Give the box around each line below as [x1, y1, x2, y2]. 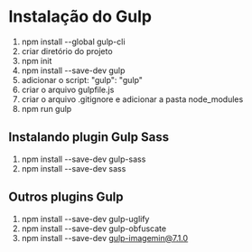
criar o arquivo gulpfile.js [21, 84, 115, 95]
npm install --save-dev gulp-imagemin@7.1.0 [21, 232, 189, 243]
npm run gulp [21, 103, 72, 114]
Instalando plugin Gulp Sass [8, 129, 169, 145]
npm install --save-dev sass [21, 163, 126, 173]
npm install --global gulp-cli [21, 36, 126, 47]
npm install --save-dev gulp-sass [21, 154, 146, 164]
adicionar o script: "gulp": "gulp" [21, 74, 144, 85]
